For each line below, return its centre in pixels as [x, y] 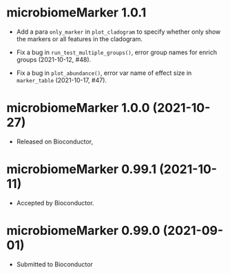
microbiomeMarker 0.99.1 [82, 169]
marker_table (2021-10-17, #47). [62, 80]
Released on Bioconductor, [55, 141]
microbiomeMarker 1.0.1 [76, 13]
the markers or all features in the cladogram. [79, 38]
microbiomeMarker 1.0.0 [78, 108]
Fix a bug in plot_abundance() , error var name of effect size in [104, 73]
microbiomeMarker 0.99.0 [83, 231]
